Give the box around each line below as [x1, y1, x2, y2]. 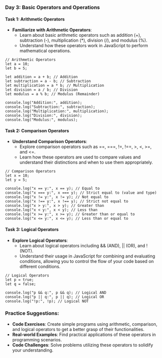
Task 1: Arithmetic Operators [5, 16, 65, 22]
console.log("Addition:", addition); [5, 100, 82, 105]
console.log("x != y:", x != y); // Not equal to [5, 195, 109, 200]
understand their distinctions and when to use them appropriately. [19, 159, 153, 165]
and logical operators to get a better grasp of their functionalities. [12, 326, 145, 332]
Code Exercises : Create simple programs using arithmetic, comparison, [12, 321, 158, 327]
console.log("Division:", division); [5, 113, 82, 118]
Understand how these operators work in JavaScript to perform [19, 43, 148, 49]
